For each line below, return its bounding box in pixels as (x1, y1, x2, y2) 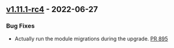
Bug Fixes (6, 22, 35, 30)
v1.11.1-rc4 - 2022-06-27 (6, 5, 98, 14)
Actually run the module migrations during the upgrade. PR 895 (14, 35, 169, 42)
